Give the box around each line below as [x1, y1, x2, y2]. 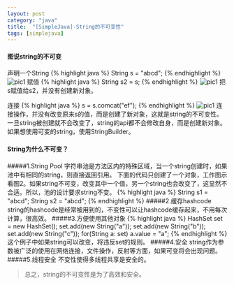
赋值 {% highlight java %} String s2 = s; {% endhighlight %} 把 [27, 78, 226, 86]
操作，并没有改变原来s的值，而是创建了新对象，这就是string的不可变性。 [13, 110, 224, 119]
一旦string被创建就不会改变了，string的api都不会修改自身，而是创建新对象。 [7, 119, 227, 127]
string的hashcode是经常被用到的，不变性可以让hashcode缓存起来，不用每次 [7, 205, 228, 214]
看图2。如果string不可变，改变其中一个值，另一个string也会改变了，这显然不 [7, 179, 228, 187]
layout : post [7, 10, 45, 17]
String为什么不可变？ [7, 145, 68, 154]
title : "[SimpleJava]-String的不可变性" [7, 23, 124, 30]
